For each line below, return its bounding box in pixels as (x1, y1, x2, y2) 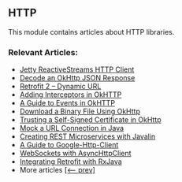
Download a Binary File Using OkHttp (19, 106, 140, 117)
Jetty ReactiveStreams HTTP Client (19, 65, 135, 74)
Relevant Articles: (8, 46, 79, 58)
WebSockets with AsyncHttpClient (19, 149, 132, 158)
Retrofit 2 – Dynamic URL (19, 82, 102, 91)
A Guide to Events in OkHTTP (19, 98, 116, 108)
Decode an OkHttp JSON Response (19, 73, 136, 83)
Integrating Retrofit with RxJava (19, 157, 122, 166)
